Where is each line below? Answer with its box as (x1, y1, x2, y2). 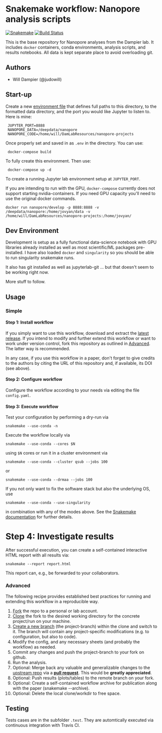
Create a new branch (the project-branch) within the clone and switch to (12, 623, 157, 629)
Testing (5, 704, 29, 713)
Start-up (5, 91, 32, 99)
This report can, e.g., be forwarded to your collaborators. (5, 570, 119, 576)
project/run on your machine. (12, 618, 71, 624)
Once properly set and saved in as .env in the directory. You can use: (5, 140, 144, 146)
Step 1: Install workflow (5, 319, 54, 326)
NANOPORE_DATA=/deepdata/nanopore (7, 127, 78, 132)
